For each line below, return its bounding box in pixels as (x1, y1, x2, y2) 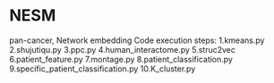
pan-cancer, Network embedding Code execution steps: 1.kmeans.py (9, 35, 265, 46)
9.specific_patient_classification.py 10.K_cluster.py (9, 63, 196, 74)
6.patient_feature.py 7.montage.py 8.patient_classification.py (9, 54, 233, 64)
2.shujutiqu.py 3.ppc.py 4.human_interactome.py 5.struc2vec (9, 44, 235, 54)
